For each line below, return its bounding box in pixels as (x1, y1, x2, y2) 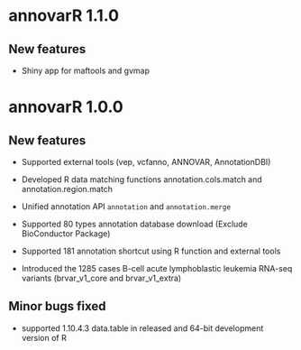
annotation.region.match (21, 184, 114, 194)
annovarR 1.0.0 (8, 97, 123, 117)
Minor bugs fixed (8, 299, 106, 314)
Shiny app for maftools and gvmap (21, 65, 150, 76)
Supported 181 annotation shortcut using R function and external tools (21, 245, 281, 256)
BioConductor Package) (21, 228, 111, 239)
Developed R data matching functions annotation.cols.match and (21, 174, 262, 185)
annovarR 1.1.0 (8, 5, 119, 26)
